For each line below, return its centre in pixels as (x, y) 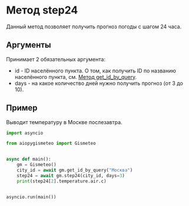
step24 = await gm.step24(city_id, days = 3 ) (71, 175)
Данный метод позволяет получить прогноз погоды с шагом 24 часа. (94, 26)
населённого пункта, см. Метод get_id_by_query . (76, 77)
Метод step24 (42, 10)
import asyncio (25, 133)
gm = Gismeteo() (37, 165)
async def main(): (29, 160)
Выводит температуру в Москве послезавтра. (64, 122)
